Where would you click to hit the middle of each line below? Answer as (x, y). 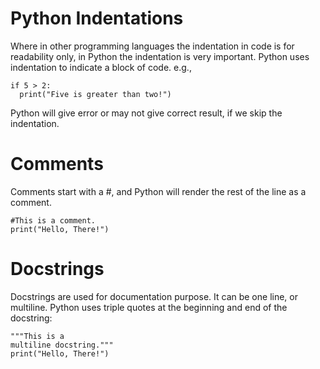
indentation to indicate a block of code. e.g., (101, 67)
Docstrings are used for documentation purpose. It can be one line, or (154, 296)
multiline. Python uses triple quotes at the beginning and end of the (149, 307)
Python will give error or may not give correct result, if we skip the (146, 113)
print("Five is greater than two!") (95, 94)
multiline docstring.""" (62, 345)
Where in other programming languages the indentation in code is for (152, 46)
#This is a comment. (53, 220)
